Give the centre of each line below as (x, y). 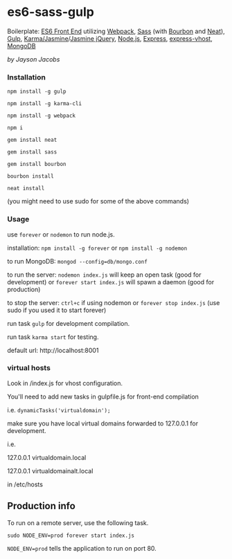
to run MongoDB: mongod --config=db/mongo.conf (77, 261)
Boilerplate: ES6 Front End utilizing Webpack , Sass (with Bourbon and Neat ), (116, 31)
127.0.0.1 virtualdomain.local (47, 457)
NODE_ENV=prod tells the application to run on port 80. (82, 548)
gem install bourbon (37, 164)
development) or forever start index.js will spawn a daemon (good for (111, 282)
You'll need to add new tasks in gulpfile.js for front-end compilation (103, 396)
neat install (26, 189)
